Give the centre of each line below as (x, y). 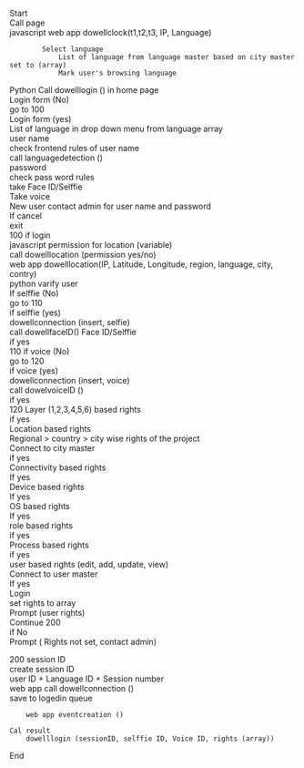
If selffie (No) (34, 293)
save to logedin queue (51, 698)
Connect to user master (54, 574)
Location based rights (51, 429)
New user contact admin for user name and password (110, 206)
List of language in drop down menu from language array (116, 128)
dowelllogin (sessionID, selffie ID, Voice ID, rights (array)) (150, 739)
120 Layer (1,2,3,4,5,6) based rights (75, 410)
